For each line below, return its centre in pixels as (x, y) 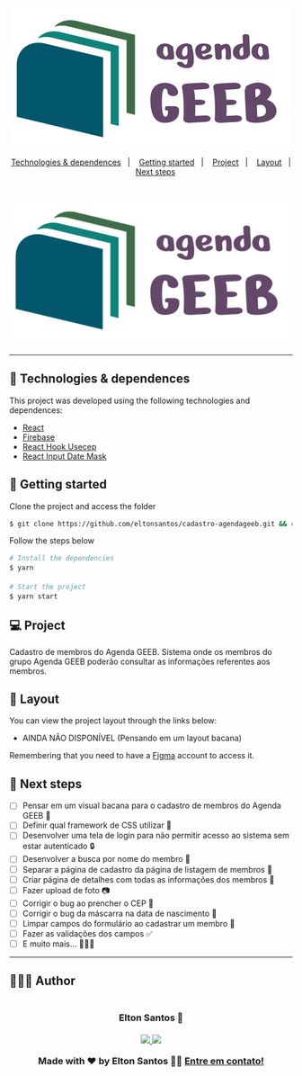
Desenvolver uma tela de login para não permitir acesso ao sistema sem (155, 836)
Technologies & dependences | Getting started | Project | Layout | (151, 162)
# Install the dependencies (62, 559)
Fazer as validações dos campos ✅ (88, 933)
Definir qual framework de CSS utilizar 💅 (97, 825)
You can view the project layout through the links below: (113, 721)
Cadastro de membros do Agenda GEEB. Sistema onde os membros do (141, 651)
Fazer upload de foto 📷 (66, 890)
